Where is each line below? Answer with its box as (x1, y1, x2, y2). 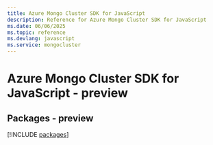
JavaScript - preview (7, 86, 129, 101)
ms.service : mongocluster (7, 42, 81, 48)
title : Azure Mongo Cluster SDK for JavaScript (7, 10, 146, 17)
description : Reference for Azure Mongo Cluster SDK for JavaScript (7, 16, 207, 23)
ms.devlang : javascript (7, 35, 75, 42)
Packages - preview (7, 112, 94, 124)
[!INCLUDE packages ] (7, 131, 69, 138)
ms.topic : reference (7, 29, 66, 36)
